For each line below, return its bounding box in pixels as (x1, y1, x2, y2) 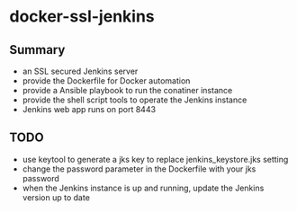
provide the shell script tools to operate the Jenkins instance (22, 94, 247, 105)
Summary (9, 42, 66, 57)
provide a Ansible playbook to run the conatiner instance (22, 85, 233, 95)
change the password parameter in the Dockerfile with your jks (22, 163, 256, 174)
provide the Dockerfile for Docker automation (22, 75, 191, 86)
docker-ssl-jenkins (9, 6, 155, 27)
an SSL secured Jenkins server (22, 66, 139, 76)
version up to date (22, 191, 90, 203)
